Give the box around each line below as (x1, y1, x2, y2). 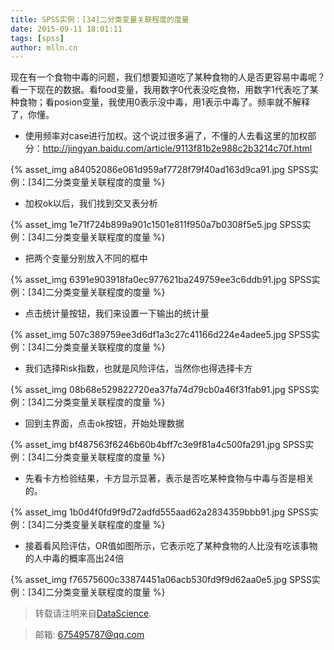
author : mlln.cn (10, 42, 78, 53)
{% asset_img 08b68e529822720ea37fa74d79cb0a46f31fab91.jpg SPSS (10, 384, 311, 396)
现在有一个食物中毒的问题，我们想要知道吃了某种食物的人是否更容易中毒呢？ (10, 71, 326, 83)
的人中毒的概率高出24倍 (24, 552, 125, 565)
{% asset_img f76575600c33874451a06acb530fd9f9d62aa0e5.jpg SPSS (10, 574, 312, 586)
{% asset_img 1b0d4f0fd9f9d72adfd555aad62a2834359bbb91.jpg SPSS (10, 506, 310, 518)
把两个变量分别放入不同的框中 (24, 252, 148, 265)
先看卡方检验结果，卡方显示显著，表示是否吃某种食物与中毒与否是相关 (24, 472, 315, 485)
